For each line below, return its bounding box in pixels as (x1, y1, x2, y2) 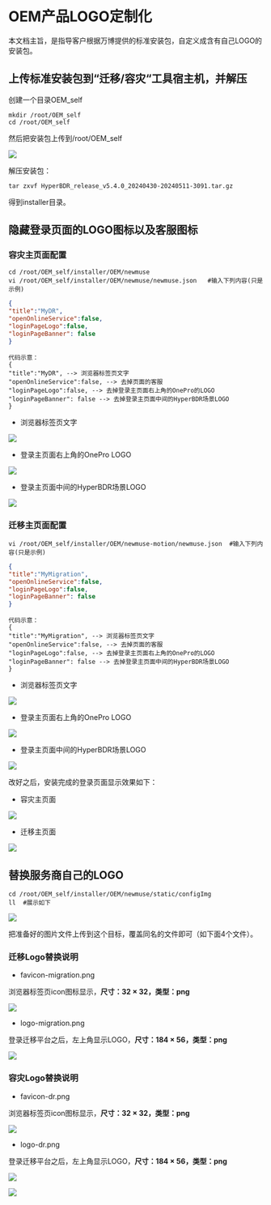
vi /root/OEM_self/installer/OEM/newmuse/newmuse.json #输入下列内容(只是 (8, 277, 264, 285)
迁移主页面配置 (8, 519, 67, 530)
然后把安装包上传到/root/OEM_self (8, 133, 123, 143)
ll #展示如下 (8, 899, 51, 907)
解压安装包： (8, 165, 51, 175)
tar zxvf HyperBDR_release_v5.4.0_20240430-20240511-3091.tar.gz (8, 181, 233, 190)
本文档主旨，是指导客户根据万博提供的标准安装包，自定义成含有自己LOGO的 (8, 36, 263, 45)
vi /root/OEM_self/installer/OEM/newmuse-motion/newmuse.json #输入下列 (8, 539, 257, 547)
